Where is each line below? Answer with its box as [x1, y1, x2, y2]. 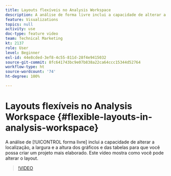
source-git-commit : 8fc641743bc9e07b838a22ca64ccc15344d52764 [5, 60, 141, 65]
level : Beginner [5, 50, 40, 55]
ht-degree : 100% [5, 74, 40, 79]
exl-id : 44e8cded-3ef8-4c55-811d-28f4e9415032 [5, 55, 106, 60]
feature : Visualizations [5, 17, 58, 22]
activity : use [5, 27, 36, 32]
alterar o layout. [5, 155, 38, 161]
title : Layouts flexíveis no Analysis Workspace [5, 7, 111, 13]
